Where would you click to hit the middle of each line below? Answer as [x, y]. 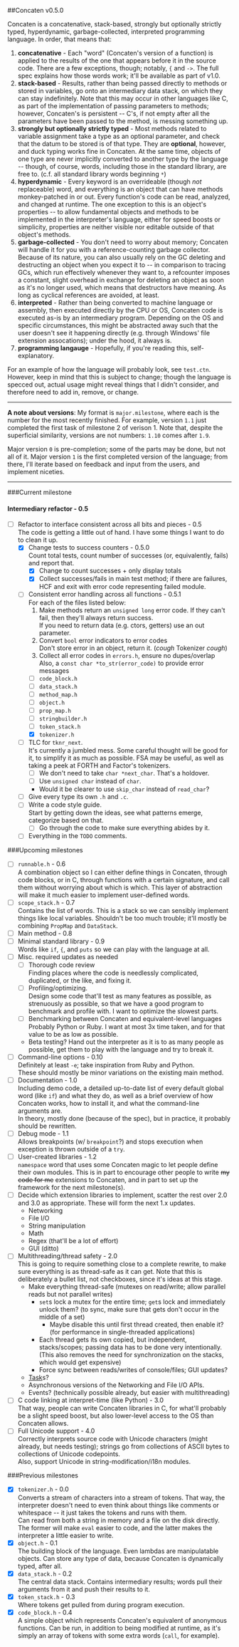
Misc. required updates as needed [68, 956]
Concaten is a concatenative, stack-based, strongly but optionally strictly [115, 24]
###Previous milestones [43, 1475]
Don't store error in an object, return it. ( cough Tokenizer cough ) [133, 648]
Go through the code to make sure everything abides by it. [124, 828]
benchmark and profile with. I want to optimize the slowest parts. [123, 1011]
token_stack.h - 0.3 [46, 1596]
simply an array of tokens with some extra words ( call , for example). [118, 1635]
